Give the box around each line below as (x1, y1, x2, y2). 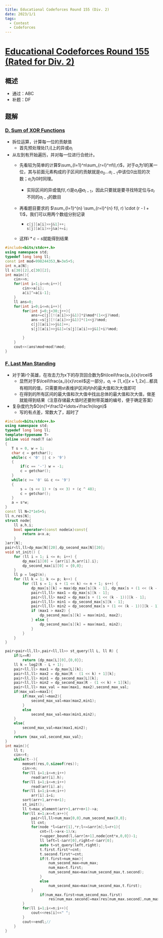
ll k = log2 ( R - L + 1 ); (14, 662, 64, 667)
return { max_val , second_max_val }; (14, 734, 83, 739)
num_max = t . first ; (48, 865, 83, 870)
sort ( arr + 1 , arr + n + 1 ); (22, 798, 66, 803)
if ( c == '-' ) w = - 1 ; (20, 464, 64, 469)
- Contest (9, 20, 29, 26)
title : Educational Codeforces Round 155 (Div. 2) (5, 7, 110, 12)
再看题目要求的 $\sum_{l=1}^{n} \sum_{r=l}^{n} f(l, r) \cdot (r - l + (19, 205, 149, 211)
